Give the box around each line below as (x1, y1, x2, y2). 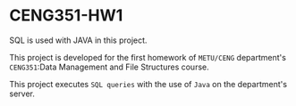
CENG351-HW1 (9, 5, 123, 26)
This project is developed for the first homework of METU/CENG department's (9, 52, 286, 62)
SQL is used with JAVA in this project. (9, 35, 148, 45)
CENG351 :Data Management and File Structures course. (9, 61, 209, 72)
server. (9, 88, 36, 99)
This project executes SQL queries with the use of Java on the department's (9, 78, 288, 89)
